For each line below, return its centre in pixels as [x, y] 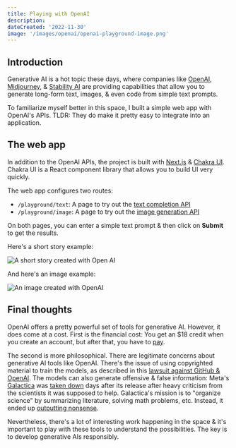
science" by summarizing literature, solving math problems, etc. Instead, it [116, 400]
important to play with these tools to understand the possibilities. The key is [117, 429]
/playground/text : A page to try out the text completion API [104, 204]
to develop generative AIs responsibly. [63, 436]
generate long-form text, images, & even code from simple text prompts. [113, 94]
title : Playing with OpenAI [49, 14]
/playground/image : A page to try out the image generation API [108, 212]
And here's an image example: [52, 274]
